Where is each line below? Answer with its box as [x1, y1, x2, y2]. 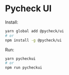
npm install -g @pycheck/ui [5, 38, 62, 43]
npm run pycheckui [5, 65, 42, 70]
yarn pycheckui [5, 56, 36, 61]
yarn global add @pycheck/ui [5, 28, 64, 33]
